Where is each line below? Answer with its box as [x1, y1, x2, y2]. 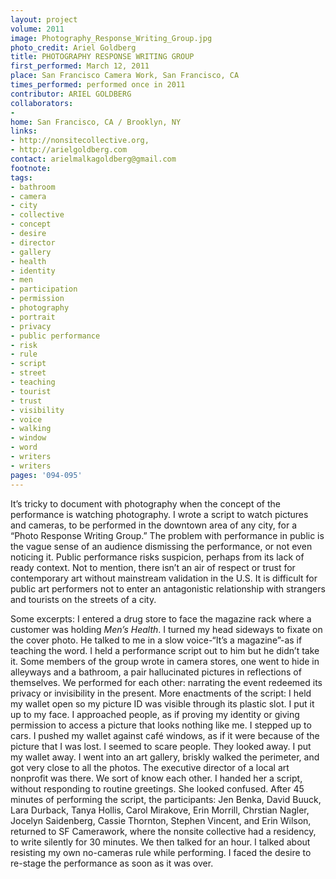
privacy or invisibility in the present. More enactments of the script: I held [10, 687, 312, 699]
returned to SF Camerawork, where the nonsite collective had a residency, [10, 825, 317, 837]
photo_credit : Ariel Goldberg [10, 42, 137, 53]
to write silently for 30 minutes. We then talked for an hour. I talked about [10, 836, 311, 848]
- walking [10, 424, 52, 434]
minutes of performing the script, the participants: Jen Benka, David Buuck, [10, 793, 322, 805]
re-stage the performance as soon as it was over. [10, 857, 214, 869]
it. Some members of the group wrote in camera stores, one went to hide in [10, 655, 320, 667]
